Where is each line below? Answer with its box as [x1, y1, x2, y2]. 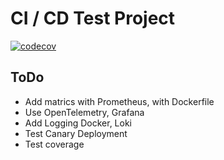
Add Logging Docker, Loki [24, 117, 132, 129]
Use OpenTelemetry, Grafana [24, 106, 145, 118]
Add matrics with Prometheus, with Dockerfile [24, 95, 215, 107]
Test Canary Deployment [24, 127, 128, 139]
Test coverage [24, 138, 85, 150]
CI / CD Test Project [10, 7, 176, 30]
